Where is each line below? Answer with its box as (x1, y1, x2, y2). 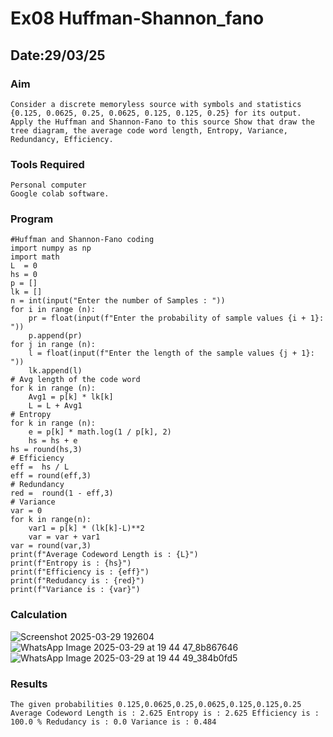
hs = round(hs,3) (10, 445, 83, 455)
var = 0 (10, 506, 43, 516)
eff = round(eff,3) (10, 471, 92, 481)
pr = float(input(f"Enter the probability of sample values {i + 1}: (28, 313, 325, 324)
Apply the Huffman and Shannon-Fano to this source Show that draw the (10, 117, 315, 127)
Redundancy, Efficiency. (10, 134, 114, 144)
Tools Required (10, 157, 85, 171)
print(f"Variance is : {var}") (10, 585, 141, 595)
